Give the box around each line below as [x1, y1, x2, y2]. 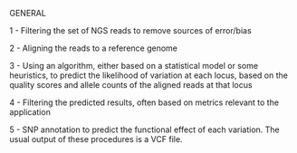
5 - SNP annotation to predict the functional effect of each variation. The [9, 124, 280, 135]
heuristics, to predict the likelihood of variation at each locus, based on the [9, 70, 288, 81]
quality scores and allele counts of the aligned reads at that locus [9, 80, 253, 90]
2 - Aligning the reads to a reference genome [9, 43, 178, 53]
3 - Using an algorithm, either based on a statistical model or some [9, 61, 259, 71]
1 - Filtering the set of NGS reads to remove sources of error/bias [9, 25, 252, 35]
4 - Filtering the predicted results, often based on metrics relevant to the [9, 97, 279, 108]
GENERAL [9, 8, 47, 18]
